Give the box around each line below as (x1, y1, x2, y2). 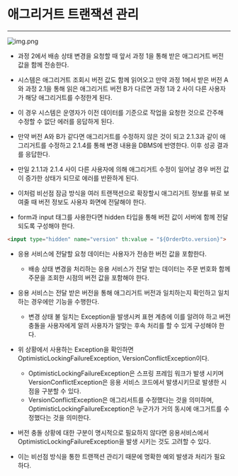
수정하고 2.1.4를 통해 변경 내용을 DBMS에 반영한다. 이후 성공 (48, 141, 216, 149)
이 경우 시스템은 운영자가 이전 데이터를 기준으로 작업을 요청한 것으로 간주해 (17, 108, 225, 117)
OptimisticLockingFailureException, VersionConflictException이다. (17, 353, 210, 362)
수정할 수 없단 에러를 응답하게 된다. (17, 117, 115, 125)
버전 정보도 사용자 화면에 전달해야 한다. (38, 198, 147, 206)
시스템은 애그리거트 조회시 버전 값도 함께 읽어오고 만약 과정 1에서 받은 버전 (17, 75, 222, 84)
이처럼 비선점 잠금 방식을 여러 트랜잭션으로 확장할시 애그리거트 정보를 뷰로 (17, 188, 222, 197)
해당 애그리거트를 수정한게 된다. (25, 93, 113, 101)
